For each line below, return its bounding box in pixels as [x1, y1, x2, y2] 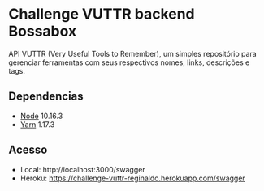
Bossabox [8, 22, 77, 40]
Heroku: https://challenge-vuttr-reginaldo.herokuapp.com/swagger [19, 173, 245, 183]
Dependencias [8, 90, 84, 104]
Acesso [8, 143, 48, 157]
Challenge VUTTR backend [8, 5, 195, 23]
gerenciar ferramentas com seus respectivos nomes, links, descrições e [8, 57, 250, 67]
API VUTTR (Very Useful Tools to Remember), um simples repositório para [8, 49, 258, 58]
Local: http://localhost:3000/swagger [19, 164, 145, 174]
